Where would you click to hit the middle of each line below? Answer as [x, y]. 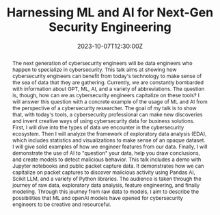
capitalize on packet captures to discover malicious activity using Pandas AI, [104, 172]
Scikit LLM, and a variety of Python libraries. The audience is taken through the [107, 178]
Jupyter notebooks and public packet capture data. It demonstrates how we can [108, 166]
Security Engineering [110, 27]
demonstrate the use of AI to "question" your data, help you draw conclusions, [106, 153]
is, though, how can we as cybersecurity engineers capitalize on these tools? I [106, 95]
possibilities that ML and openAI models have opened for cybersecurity [97, 198]
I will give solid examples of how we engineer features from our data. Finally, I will [110, 146]
